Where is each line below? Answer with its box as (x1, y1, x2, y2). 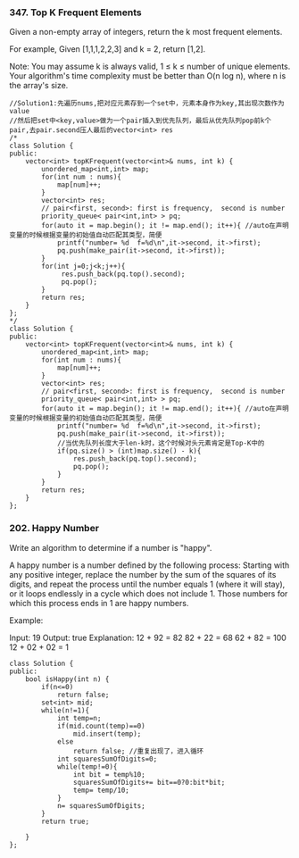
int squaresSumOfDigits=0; (56, 754, 158, 763)
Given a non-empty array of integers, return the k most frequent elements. (9, 27, 283, 37)
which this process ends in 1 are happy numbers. (9, 597, 189, 608)
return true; (41, 817, 90, 826)
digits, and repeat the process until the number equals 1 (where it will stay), (9, 579, 286, 589)
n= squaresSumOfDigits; (56, 801, 145, 810)
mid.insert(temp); (72, 729, 142, 738)
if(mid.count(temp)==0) (56, 721, 145, 730)
